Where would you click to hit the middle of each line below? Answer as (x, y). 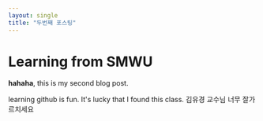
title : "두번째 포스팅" (42, 23)
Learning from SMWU (81, 62)
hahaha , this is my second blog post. (68, 83)
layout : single (33, 15)
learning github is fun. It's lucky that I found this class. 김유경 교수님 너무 (124, 100)
